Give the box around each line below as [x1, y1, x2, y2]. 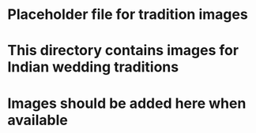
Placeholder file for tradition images [7, 6, 248, 24]
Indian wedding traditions [7, 58, 179, 76]
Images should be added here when [7, 94, 247, 112]
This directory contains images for [7, 42, 239, 60]
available [7, 111, 68, 129]
